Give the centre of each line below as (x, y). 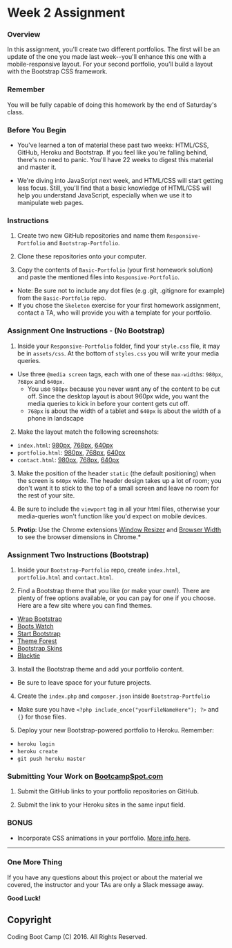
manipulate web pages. (50, 203)
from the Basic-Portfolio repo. (62, 298)
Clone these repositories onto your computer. (82, 256)
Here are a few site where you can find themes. (85, 605)
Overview (24, 35)
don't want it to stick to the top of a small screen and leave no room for (118, 488)
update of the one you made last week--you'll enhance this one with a (107, 57)
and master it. (37, 167)
